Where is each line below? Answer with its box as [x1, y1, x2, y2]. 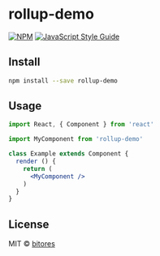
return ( [23, 164, 53, 173]
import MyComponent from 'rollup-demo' [8, 135, 144, 143]
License [8, 217, 50, 231]
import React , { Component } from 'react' [8, 121, 154, 129]
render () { [15, 157, 57, 166]
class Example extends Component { [8, 150, 129, 158]
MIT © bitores [8, 239, 55, 249]
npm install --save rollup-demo [8, 76, 118, 85]
